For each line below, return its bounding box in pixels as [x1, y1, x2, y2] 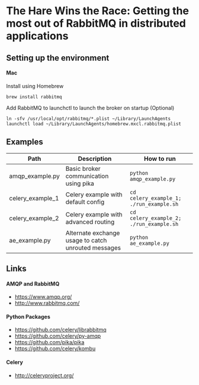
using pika [65, 179, 95, 187]
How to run [144, 154, 176, 163]
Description [78, 154, 112, 163]
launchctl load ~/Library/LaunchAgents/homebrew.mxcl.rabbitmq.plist [6, 121, 182, 127]
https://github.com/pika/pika [14, 339, 85, 346]
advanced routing [65, 218, 115, 226]
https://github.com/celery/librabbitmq [14, 326, 107, 334]
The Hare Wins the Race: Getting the [6, 4, 190, 18]
